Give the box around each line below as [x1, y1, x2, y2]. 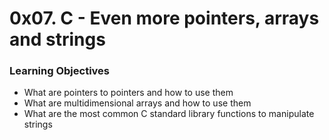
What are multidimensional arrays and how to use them [23, 97, 252, 109]
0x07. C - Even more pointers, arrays [9, 7, 320, 30]
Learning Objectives [9, 64, 111, 78]
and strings [9, 28, 106, 51]
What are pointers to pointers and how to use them [23, 87, 234, 99]
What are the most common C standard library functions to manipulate [23, 108, 315, 120]
